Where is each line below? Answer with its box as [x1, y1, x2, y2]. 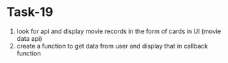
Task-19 [6, 4, 54, 20]
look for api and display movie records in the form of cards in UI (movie [16, 27, 221, 35]
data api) [16, 34, 43, 42]
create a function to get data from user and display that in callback [16, 42, 208, 50]
